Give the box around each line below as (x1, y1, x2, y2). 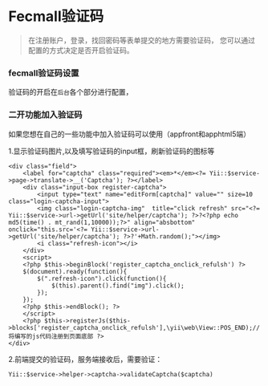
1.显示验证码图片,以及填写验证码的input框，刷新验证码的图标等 (8, 146, 215, 156)
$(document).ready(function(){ (22, 267, 128, 275)
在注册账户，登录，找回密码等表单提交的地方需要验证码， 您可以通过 (27, 35, 255, 45)
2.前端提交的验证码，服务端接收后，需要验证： (8, 354, 163, 364)
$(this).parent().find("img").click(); (51, 282, 185, 290)
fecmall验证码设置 (8, 67, 79, 79)
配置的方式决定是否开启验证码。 (27, 45, 134, 55)
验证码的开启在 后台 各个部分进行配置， (8, 87, 133, 97)
